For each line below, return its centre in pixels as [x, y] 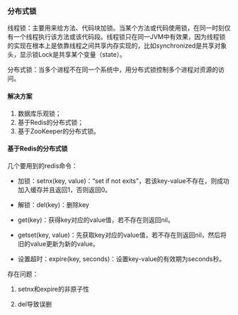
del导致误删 [34, 304]
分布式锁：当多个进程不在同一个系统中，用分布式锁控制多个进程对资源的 [113, 70]
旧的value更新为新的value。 [58, 243]
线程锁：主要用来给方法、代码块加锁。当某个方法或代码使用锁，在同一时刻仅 [119, 28]
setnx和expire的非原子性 [53, 289]
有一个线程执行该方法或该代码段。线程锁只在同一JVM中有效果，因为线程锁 [117, 37]
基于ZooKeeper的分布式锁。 [59, 131]
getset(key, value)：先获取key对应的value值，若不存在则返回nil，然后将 [122, 235]
